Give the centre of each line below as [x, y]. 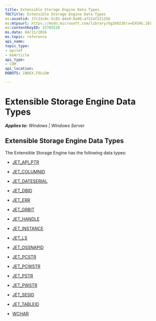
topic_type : [17, 46]
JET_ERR [21, 200]
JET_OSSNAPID [28, 247]
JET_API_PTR [26, 162]
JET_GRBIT [23, 209]
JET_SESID [23, 295]
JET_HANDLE [26, 219]
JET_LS [20, 238]
